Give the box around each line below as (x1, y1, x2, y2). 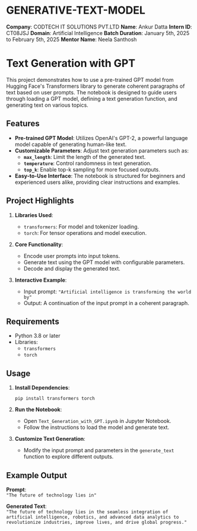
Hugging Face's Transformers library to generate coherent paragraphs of (6, 82, 185, 90)
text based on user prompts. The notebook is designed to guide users (6, 88, 177, 96)
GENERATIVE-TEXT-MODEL (6, 4, 145, 17)
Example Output (6, 470, 67, 481)
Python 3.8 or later (14, 332, 61, 339)
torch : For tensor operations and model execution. (23, 229, 147, 236)
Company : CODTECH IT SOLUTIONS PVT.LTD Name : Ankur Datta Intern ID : (6, 23, 192, 30)
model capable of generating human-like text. (14, 141, 127, 148)
